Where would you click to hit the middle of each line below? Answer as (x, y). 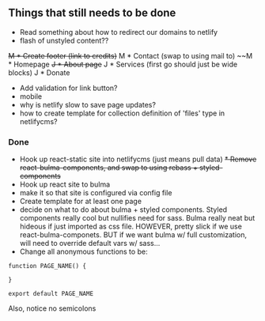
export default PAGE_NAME (51, 294)
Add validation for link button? (68, 88)
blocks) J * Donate (39, 72)
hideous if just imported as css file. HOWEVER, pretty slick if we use (131, 227)
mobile (30, 96)
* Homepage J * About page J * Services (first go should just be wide (123, 64)
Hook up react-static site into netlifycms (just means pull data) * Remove (138, 159)
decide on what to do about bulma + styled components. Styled (123, 210)
